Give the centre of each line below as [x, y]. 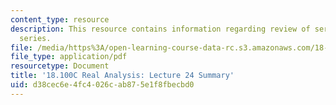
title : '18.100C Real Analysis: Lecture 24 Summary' [122, 76]
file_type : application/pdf [69, 57]
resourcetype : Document [60, 66]
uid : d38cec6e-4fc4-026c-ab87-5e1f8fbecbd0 [102, 85]
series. [35, 38]
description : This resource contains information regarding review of [160, 29]
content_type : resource [60, 19]
